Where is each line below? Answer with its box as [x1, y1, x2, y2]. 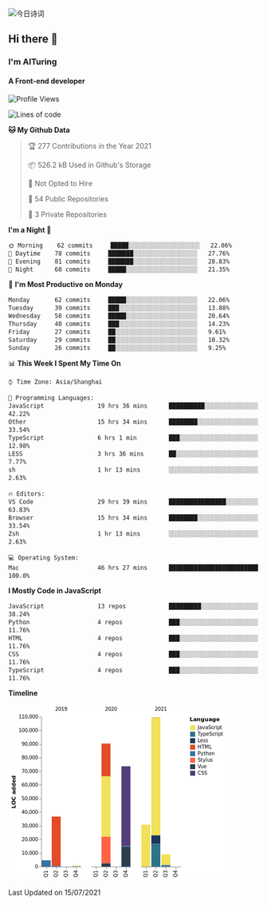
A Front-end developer [8, 76, 85, 86]
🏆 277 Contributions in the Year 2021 [27, 141, 151, 150]
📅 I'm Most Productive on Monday [8, 279, 124, 289]
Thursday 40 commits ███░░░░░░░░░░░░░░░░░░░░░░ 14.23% [8, 320, 230, 328]
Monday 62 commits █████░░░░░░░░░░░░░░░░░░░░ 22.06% [8, 296, 230, 304]
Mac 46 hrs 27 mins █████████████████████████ [8, 564, 259, 572]
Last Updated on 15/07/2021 [8, 887, 101, 897]
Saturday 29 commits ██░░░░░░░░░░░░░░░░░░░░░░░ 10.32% [8, 336, 230, 344]
